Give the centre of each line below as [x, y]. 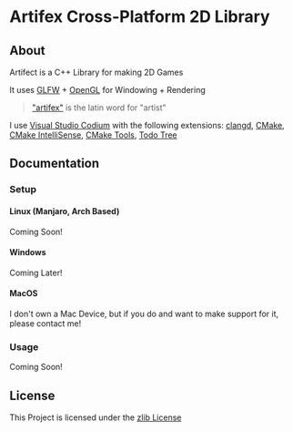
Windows [28, 252]
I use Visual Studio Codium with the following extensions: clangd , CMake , [147, 125]
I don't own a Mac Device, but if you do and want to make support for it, [144, 314]
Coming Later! [36, 273]
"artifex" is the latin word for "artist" [99, 108]
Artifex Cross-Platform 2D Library [140, 17]
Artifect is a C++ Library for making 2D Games [96, 72]
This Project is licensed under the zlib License [96, 417]
